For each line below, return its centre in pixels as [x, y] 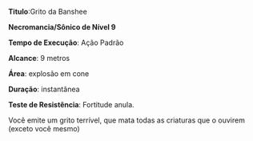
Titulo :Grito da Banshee [48, 12]
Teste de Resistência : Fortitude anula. [71, 105]
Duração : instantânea [44, 89]
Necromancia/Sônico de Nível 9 [62, 27]
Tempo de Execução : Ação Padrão [66, 42]
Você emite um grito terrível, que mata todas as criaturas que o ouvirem [127, 120]
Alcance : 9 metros [39, 58]
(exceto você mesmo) [44, 129]
